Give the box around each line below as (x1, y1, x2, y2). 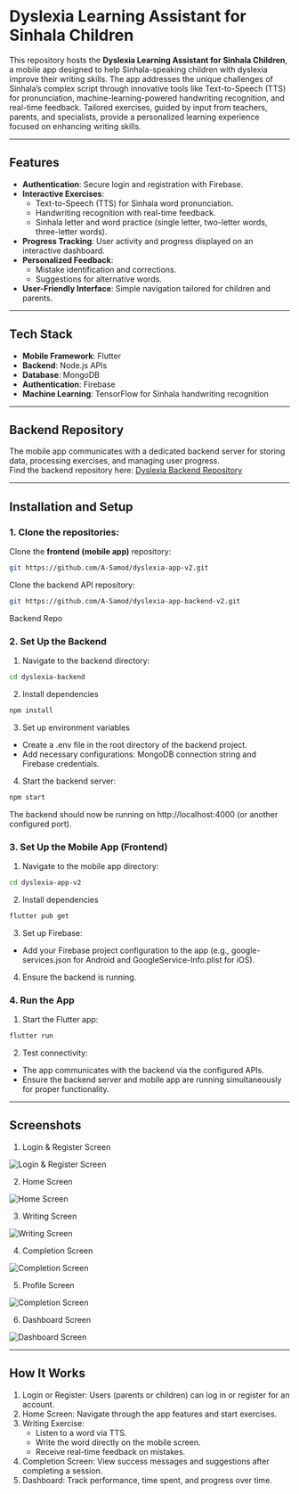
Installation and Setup (9, 499, 133, 514)
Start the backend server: (21, 776, 117, 786)
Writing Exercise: (21, 1417, 85, 1428)
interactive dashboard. (21, 245, 105, 256)
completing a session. (21, 1465, 103, 1476)
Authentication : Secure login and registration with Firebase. (21, 178, 244, 189)
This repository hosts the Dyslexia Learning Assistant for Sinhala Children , (9, 54, 287, 65)
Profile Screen (21, 1279, 75, 1290)
